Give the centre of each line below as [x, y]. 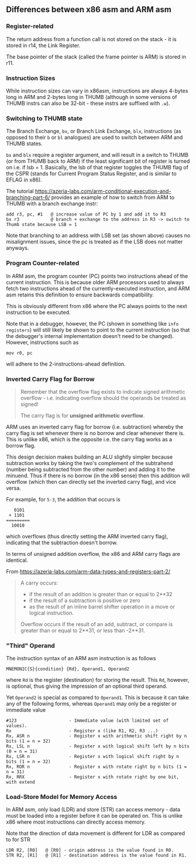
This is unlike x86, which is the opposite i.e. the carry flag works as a [89, 439]
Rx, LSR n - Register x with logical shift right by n [93, 757]
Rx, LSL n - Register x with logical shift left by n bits [98, 746]
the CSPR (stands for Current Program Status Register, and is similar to [91, 174]
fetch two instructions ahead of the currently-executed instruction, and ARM [98, 288]
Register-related [30, 26]
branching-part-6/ [28, 197]
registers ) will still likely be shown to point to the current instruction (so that [98, 330]
